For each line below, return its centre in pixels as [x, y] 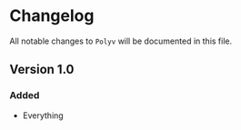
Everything [43, 115]
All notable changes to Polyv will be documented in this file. [121, 41]
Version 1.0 [42, 70]
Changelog [52, 16]
